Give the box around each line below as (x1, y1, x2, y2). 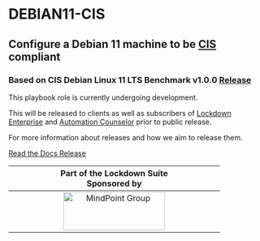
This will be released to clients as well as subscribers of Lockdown (8, 108, 232, 118)
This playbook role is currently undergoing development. (8, 93, 198, 102)
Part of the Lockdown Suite (60, 167, 168, 179)
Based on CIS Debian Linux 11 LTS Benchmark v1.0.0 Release (8, 74, 252, 85)
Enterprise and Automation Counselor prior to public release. (8, 117, 212, 127)
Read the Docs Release (8, 148, 87, 158)
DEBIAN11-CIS (8, 5, 106, 24)
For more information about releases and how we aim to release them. (8, 132, 243, 142)
